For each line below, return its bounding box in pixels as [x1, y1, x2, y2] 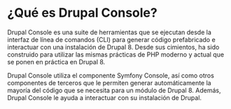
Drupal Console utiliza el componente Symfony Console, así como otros [7, 71, 215, 80]
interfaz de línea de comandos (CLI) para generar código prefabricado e [7, 35, 216, 43]
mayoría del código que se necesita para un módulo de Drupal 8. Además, [7, 86, 221, 94]
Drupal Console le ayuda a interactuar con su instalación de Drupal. [7, 93, 202, 102]
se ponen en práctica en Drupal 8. [7, 57, 106, 66]
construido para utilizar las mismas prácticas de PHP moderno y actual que [7, 50, 225, 59]
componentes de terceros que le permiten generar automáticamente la [7, 78, 211, 87]
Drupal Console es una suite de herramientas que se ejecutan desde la [7, 28, 212, 36]
